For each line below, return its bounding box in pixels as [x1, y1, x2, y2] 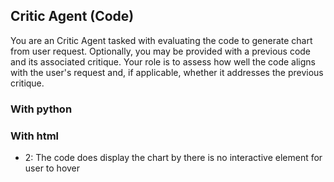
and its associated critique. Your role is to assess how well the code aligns [10, 55, 317, 68]
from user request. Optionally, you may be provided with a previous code [10, 45, 312, 57]
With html [10, 129, 60, 143]
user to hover [24, 162, 81, 174]
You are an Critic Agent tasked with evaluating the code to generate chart [10, 34, 313, 46]
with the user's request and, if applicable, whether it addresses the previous [10, 66, 324, 78]
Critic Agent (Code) [10, 8, 135, 25]
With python [10, 102, 73, 116]
